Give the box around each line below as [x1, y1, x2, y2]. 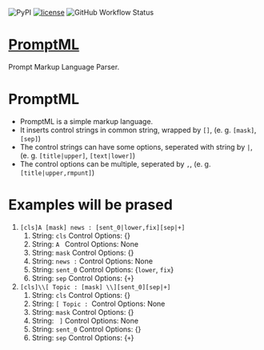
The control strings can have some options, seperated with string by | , [19, 142, 254, 151]
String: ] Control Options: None [31, 316, 138, 325]
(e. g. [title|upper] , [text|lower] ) [19, 151, 136, 160]
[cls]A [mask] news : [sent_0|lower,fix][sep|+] [19, 223, 186, 231]
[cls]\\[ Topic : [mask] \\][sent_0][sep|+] [19, 283, 171, 292]
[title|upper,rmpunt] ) [19, 167, 95, 177]
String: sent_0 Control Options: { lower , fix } [31, 264, 174, 274]
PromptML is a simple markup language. [19, 116, 154, 126]
